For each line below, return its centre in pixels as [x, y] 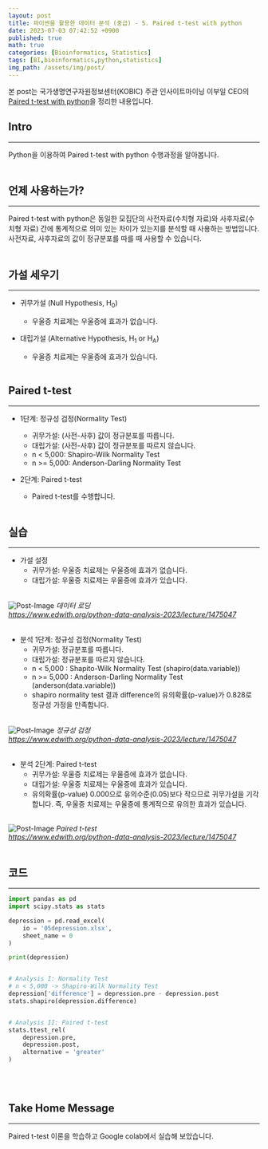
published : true [35, 38]
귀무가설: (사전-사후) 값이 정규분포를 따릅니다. [103, 435]
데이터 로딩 [73, 606]
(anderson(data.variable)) [74, 685]
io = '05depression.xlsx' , [67, 928]
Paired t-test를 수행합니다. [73, 496]
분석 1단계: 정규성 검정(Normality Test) [81, 640]
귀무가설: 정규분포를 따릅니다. [77, 650]
